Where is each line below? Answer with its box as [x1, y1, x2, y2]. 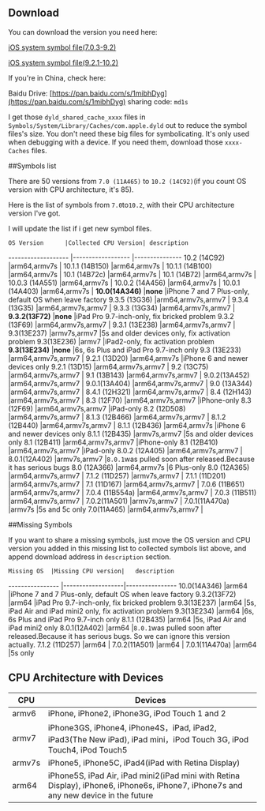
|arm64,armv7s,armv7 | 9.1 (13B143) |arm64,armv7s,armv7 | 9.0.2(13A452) [8, 370, 250, 380]
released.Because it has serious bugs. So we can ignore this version [8, 631, 230, 640]
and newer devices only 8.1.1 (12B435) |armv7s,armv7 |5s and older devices [8, 429, 254, 438]
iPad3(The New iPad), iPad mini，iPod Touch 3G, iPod [47, 734, 249, 745]
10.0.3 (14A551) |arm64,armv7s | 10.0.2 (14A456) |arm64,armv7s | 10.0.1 [8, 278, 241, 287]
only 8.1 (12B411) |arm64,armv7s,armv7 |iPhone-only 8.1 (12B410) [8, 437, 218, 447]
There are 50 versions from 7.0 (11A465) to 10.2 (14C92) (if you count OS [8, 176, 247, 186]
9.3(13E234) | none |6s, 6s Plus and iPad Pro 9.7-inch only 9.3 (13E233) [8, 345, 242, 355]
